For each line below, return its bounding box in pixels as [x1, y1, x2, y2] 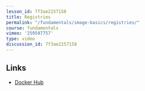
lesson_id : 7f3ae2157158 [6, 8, 67, 15]
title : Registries [6, 14, 51, 20]
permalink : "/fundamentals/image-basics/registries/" [6, 19, 140, 25]
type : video [6, 36, 35, 42]
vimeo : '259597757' [6, 31, 54, 36]
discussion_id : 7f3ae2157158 [6, 42, 77, 48]
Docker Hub [14, 79, 44, 86]
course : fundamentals [6, 25, 59, 31]
